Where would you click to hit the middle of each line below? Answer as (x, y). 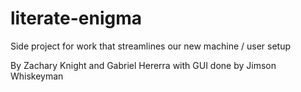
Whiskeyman (37, 76)
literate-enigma (76, 18)
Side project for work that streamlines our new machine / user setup (151, 46)
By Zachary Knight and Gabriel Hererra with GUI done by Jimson (143, 65)
